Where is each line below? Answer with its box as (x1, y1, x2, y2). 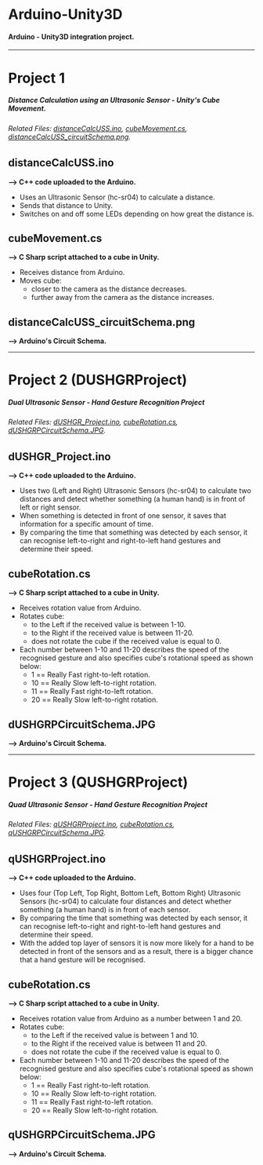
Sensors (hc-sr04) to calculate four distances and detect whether (19, 897, 232, 906)
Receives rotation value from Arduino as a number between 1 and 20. (19, 1014, 243, 1024)
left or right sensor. (19, 502, 81, 512)
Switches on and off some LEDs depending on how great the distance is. (19, 209, 254, 218)
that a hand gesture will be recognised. (19, 955, 146, 965)
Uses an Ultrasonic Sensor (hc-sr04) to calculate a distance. (19, 192, 215, 202)
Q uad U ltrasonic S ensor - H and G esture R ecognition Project (8, 799, 208, 809)
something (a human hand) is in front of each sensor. (19, 905, 191, 915)
